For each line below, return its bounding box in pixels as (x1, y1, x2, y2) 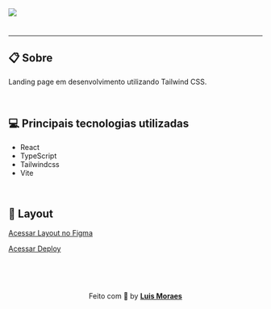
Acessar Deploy (8, 244, 61, 253)
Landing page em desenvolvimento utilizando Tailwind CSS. (8, 77, 207, 86)
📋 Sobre (8, 52, 53, 65)
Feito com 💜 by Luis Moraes (88, 291, 183, 301)
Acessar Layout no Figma (8, 228, 93, 238)
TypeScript (19, 151, 57, 161)
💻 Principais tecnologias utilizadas (8, 117, 190, 131)
